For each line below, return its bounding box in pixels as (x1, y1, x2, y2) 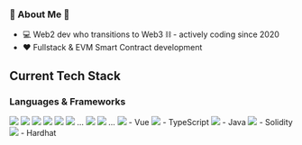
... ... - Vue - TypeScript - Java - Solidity (76, 116, 293, 127)
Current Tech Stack (9, 68, 122, 84)
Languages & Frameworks (9, 95, 126, 107)
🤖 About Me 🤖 (9, 8, 70, 21)
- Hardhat (20, 127, 57, 138)
